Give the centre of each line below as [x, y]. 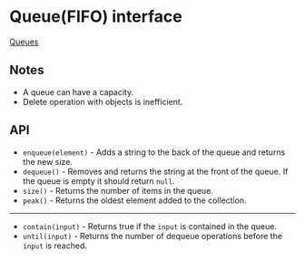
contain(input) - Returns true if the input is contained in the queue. [149, 226]
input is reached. [55, 246]
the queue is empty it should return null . [98, 181]
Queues [24, 42]
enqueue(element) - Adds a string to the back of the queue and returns [154, 152]
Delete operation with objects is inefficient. [103, 101]
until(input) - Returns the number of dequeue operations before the [152, 236]
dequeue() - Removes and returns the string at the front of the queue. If [155, 171]
